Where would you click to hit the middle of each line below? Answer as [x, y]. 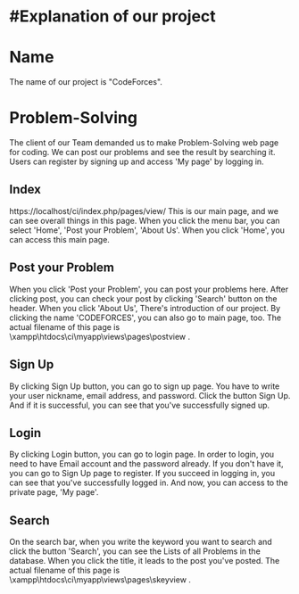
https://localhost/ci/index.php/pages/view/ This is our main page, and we [144, 210]
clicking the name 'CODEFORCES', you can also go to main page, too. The [145, 318]
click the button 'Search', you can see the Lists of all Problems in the [135, 551]
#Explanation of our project [112, 16]
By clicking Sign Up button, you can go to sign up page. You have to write [145, 386]
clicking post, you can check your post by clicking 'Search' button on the [144, 298]
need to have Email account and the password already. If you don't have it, [146, 464]
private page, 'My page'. [54, 492]
